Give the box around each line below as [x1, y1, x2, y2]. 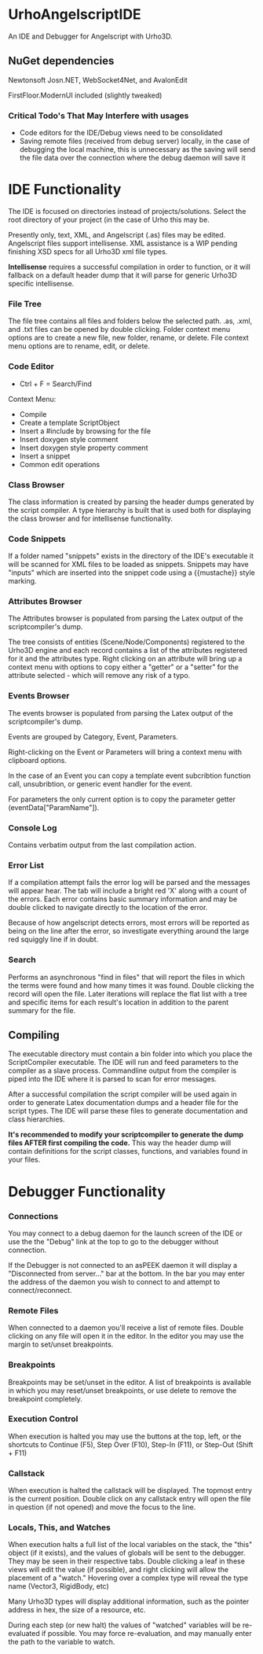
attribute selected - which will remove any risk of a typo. [8, 671, 191, 680]
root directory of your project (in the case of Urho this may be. [8, 215, 210, 224]
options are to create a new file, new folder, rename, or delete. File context [8, 333, 249, 343]
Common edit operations [19, 459, 100, 469]
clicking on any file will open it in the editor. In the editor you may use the [8, 1332, 244, 1341]
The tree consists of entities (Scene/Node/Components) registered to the [8, 637, 245, 646]
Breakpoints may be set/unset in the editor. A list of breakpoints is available [8, 1377, 251, 1387]
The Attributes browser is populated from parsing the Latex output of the [8, 613, 243, 623]
